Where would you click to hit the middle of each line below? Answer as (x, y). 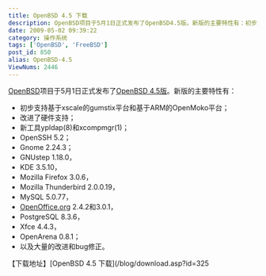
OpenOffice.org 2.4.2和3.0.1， (68, 206)
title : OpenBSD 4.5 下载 (48, 15)
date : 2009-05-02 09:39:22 (53, 30)
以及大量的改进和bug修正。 (64, 246)
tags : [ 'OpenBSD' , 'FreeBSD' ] (58, 45)
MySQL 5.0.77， (46, 197)
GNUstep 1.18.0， (48, 157)
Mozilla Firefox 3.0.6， (56, 177)
